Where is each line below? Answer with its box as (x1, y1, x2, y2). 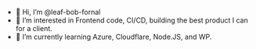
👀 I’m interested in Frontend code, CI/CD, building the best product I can (15, 16, 248, 25)
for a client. (15, 24, 52, 33)
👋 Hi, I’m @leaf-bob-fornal (15, 8, 101, 16)
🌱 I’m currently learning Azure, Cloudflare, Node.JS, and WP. (15, 32, 212, 41)
